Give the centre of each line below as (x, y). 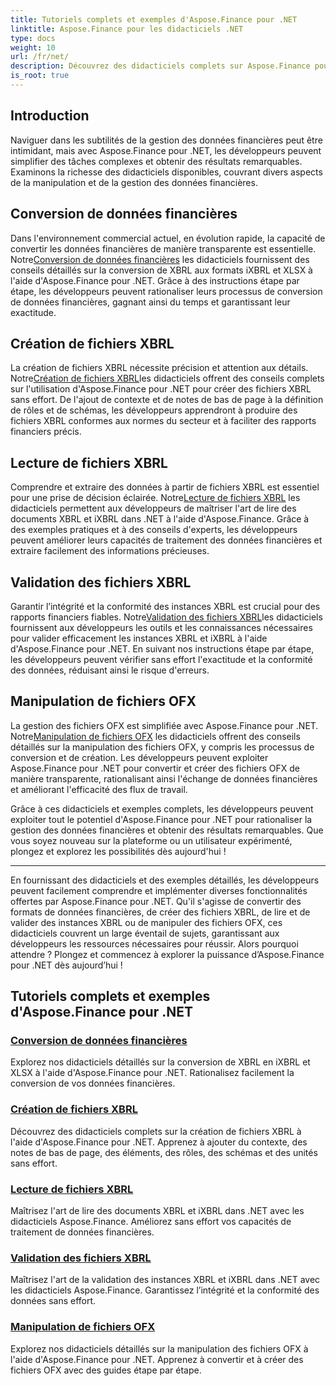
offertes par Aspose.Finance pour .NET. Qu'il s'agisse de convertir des (156, 901)
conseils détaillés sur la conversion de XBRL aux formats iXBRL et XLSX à (161, 270)
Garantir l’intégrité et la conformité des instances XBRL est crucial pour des (165, 606)
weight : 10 (33, 47)
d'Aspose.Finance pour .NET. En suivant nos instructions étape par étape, (162, 648)
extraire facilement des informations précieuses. (110, 551)
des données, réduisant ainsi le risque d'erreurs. (110, 670)
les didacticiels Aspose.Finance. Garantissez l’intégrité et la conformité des (165, 1290)
